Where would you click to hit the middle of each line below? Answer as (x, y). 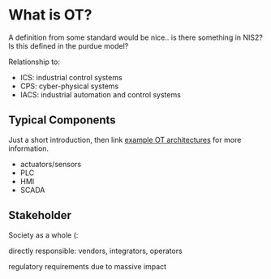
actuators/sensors (51, 164)
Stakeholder (40, 215)
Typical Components (62, 120)
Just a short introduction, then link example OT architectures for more (125, 139)
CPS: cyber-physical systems (69, 86)
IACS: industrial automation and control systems (100, 94)
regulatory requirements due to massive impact (88, 266)
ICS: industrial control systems (71, 77)
